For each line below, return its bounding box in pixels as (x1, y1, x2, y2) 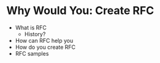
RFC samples (15, 50, 49, 57)
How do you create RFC (15, 43, 76, 51)
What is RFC (15, 24, 47, 31)
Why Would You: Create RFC (6, 4, 154, 18)
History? (24, 30, 46, 37)
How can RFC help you (15, 37, 74, 44)
